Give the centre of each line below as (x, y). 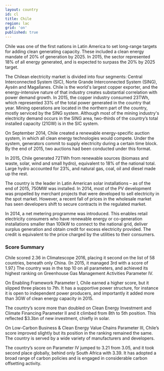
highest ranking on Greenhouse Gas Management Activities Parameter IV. (79, 273)
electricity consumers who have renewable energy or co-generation (74, 219)
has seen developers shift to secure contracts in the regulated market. (76, 204)
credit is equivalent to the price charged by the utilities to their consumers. (80, 234)
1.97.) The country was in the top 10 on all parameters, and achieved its (77, 268)
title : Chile (18, 19)
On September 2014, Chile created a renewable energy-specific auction (78, 133)
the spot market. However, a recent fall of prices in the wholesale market (78, 199)
